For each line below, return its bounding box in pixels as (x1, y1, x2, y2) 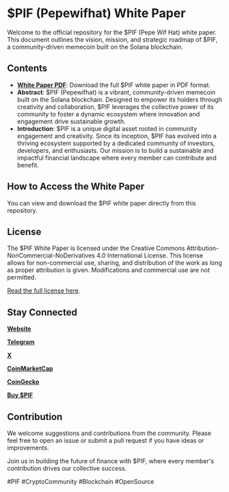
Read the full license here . (7, 286, 81, 295)
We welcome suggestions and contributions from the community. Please (7, 429, 212, 437)
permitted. (7, 273, 36, 282)
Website (7, 325, 31, 333)
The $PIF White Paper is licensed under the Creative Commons (7, 244, 185, 252)
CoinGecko (7, 378, 40, 386)
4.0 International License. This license (96, 251, 204, 260)
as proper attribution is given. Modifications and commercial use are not (7, 266, 210, 274)
